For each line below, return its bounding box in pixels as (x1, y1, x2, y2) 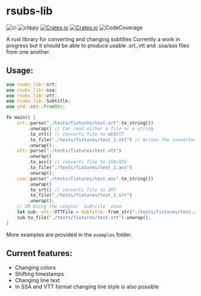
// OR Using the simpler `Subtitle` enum (17, 203, 121, 210)
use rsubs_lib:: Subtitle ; (6, 98, 71, 104)
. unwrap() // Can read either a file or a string (28, 126, 154, 132)
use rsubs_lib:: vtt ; (6, 93, 58, 99)
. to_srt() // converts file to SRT (28, 187, 117, 193)
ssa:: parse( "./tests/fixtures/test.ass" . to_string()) (17, 175, 154, 182)
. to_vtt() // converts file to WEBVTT (28, 131, 124, 137)
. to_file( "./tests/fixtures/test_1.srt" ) (28, 193, 133, 199)
